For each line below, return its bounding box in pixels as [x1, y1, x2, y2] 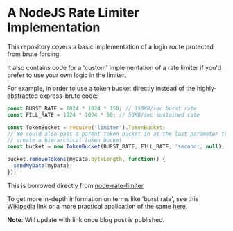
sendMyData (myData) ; [13, 162, 73, 169]
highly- [196, 84, 217, 92]
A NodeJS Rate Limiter [7, 5, 140, 21]
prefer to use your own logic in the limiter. [7, 71, 126, 79]
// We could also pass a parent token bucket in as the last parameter [7, 130, 218, 137]
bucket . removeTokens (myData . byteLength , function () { [7, 156, 166, 163]
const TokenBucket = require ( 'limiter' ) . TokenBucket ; [7, 123, 166, 131]
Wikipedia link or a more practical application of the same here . [7, 202, 188, 210]
